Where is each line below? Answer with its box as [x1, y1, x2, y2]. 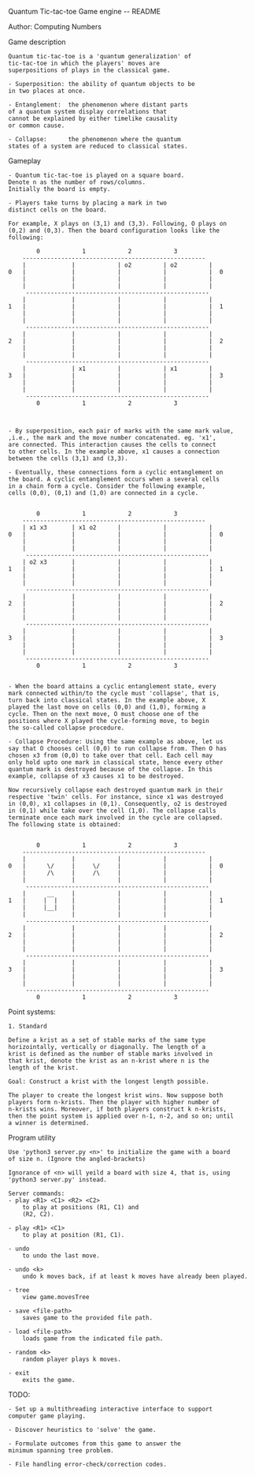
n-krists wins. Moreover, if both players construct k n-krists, [8, 1105, 227, 1113]
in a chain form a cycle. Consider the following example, [8, 482, 206, 490]
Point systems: [8, 1007, 57, 1017]
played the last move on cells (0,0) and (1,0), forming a [8, 703, 206, 711]
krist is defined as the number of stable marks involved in [8, 1050, 213, 1058]
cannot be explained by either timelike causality [8, 114, 178, 122]
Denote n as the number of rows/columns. [8, 178, 146, 186]
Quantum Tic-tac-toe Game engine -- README [8, 7, 161, 16]
